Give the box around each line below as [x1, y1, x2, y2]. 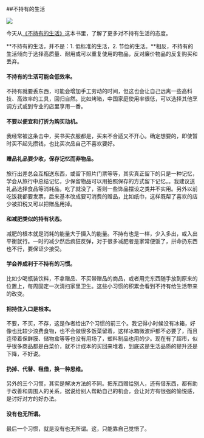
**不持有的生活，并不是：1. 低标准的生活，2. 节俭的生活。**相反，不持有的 [6, 43, 194, 50]
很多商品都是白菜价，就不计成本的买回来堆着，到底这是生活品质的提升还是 [11, 342, 198, 350]
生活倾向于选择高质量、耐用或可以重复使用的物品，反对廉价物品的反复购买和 [6, 50, 198, 57]
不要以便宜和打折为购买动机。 [6, 117, 81, 125]
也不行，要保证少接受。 [6, 245, 65, 252]
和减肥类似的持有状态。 [6, 215, 65, 223]
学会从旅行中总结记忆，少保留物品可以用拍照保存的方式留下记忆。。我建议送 [6, 177, 195, 184]
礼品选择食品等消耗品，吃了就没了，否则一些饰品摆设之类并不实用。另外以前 [6, 185, 198, 192]
